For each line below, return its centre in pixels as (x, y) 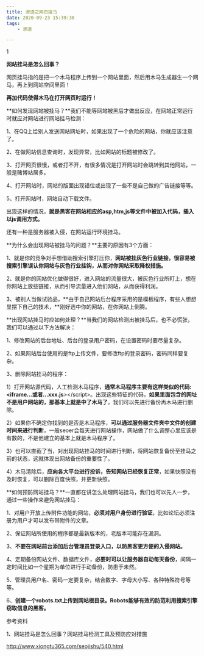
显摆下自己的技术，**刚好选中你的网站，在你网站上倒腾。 (79, 307)
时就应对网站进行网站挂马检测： (46, 118)
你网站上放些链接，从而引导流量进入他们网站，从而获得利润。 (84, 286)
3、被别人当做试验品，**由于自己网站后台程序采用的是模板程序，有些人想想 (101, 299)
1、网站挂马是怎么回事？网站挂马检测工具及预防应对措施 (77, 634)
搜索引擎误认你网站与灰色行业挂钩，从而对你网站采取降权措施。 (86, 265)
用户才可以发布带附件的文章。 (54, 521)
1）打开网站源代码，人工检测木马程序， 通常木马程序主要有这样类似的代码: (99, 387)
